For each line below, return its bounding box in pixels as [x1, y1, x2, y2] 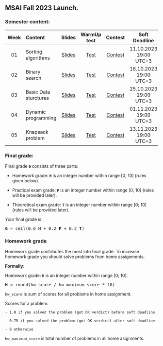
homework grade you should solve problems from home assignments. [5, 254, 145, 259]
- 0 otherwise [5, 327, 34, 332]
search [26, 74, 42, 81]
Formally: [5, 263, 25, 269]
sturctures [26, 94, 49, 101]
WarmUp [81, 31, 102, 38]
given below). [12, 177, 40, 184]
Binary [26, 68, 41, 75]
